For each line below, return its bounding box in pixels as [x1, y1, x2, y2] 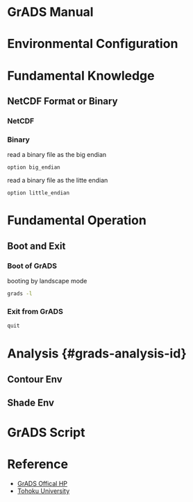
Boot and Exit [7, 240, 66, 252]
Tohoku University [17, 487, 70, 495]
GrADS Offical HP [17, 480, 68, 488]
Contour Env [7, 373, 62, 385]
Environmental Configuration [7, 36, 178, 52]
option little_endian [7, 190, 70, 196]
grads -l [7, 290, 33, 297]
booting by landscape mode [7, 277, 87, 285]
